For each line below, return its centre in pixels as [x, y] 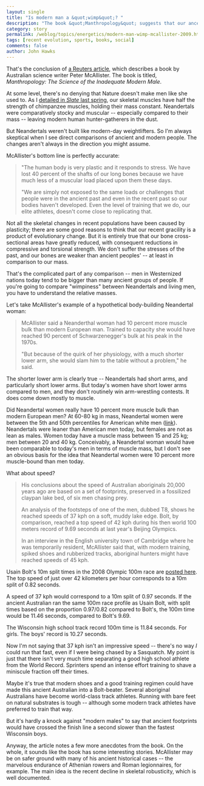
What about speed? [31, 473]
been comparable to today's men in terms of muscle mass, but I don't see [99, 448]
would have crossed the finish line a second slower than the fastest [90, 727]
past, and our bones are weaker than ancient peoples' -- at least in [90, 255]
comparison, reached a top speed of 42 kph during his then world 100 [109, 522]
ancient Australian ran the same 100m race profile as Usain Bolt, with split [98, 603]
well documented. [29, 778]
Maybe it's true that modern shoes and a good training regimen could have [100, 683]
